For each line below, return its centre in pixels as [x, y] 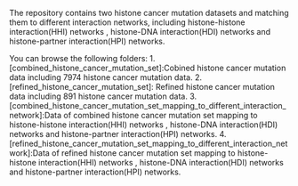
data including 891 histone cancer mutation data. [99, 96]
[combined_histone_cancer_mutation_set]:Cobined [102, 68]
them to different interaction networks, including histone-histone [128, 22]
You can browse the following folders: [79, 58]
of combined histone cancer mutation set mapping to [161, 115]
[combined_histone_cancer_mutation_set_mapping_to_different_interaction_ [148, 105]
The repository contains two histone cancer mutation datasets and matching [149, 13]
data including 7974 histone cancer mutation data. [101, 77]
